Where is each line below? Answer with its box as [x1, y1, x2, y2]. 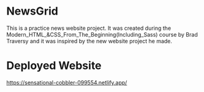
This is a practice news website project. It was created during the [6, 24, 172, 32]
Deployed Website [6, 59, 102, 73]
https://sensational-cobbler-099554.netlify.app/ [6, 79, 127, 86]
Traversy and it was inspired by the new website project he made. [6, 37, 173, 44]
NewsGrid [6, 4, 58, 18]
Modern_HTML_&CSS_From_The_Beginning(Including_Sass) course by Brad [6, 30, 198, 38]
